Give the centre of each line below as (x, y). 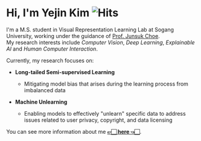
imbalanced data (45, 90)
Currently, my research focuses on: (50, 60)
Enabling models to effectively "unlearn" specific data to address (105, 113)
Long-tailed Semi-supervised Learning (65, 72)
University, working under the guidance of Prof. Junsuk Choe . (83, 36)
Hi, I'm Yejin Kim (48, 13)
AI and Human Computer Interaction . (52, 49)
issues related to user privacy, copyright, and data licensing (98, 120)
